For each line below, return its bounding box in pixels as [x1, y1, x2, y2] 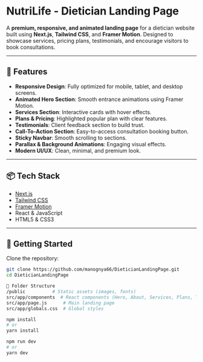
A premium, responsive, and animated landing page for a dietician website [6, 24, 195, 31]
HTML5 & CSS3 [14, 216, 54, 223]
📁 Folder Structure [6, 283, 56, 289]
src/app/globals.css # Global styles [6, 305, 104, 312]
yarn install [6, 328, 39, 334]
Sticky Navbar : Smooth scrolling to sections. [14, 134, 127, 141]
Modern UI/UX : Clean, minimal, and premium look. [14, 147, 141, 154]
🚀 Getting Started [6, 239, 73, 249]
